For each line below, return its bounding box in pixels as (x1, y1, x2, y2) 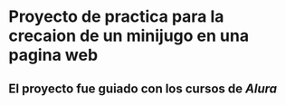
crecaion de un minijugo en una (8, 25, 250, 46)
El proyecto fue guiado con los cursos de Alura (8, 81, 278, 96)
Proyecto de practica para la (8, 6, 224, 27)
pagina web (8, 45, 99, 65)
